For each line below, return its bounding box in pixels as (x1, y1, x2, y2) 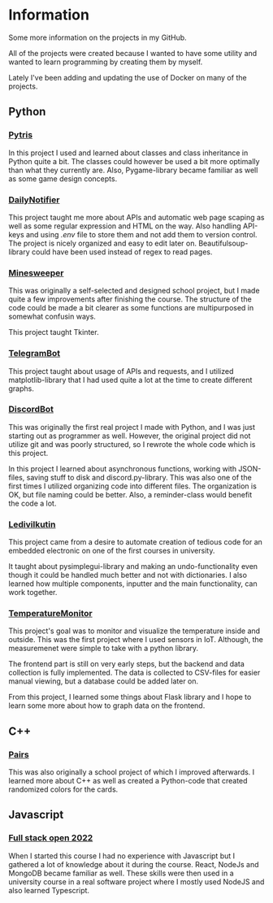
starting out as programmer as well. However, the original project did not (8, 431, 251, 441)
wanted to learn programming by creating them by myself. (8, 57, 203, 67)
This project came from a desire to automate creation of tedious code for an (8, 537, 262, 547)
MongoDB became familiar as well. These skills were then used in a (8, 868, 234, 878)
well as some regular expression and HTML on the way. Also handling (8, 221, 241, 231)
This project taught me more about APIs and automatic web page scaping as (8, 212, 265, 222)
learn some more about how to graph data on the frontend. (8, 701, 206, 710)
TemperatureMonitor (8, 608, 93, 619)
